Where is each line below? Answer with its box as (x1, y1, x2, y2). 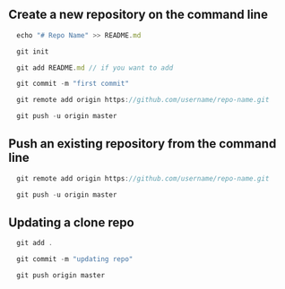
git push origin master (16, 271, 105, 280)
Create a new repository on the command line (8, 7, 268, 22)
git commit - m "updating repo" (16, 255, 134, 264)
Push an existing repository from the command (8, 136, 277, 151)
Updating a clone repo (8, 215, 135, 231)
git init (16, 47, 49, 56)
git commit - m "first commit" (16, 80, 129, 89)
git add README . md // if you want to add (16, 63, 174, 72)
